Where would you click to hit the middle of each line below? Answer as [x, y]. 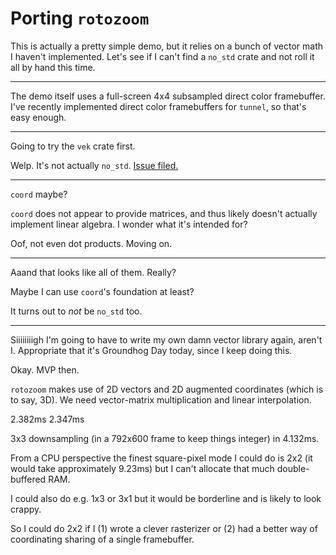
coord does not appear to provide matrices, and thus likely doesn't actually [164, 213]
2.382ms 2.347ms [47, 419]
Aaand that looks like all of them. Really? [93, 272]
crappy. [26, 509]
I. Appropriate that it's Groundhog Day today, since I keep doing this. [151, 350]
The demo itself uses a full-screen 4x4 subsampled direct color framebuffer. [168, 96]
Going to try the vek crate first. [73, 146]
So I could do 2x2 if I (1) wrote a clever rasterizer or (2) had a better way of [164, 528]
